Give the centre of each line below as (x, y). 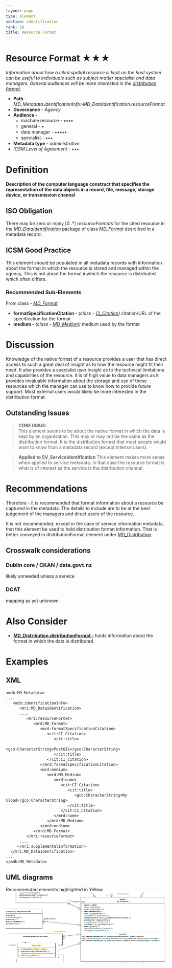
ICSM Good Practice (39, 250)
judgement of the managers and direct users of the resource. (70, 514)
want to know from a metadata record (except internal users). (83, 447)
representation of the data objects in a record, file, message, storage (80, 190)
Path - (20, 99)
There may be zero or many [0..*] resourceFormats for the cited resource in (85, 223)
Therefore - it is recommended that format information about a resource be (85, 503)
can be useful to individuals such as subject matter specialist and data (80, 78)
